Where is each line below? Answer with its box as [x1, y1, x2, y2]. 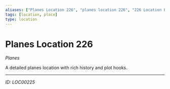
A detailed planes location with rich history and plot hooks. [5, 65, 127, 71]
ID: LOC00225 [5, 79, 35, 85]
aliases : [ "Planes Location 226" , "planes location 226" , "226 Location [5, 7, 162, 13]
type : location [5, 17, 37, 22]
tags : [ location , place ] [5, 12, 58, 17]
